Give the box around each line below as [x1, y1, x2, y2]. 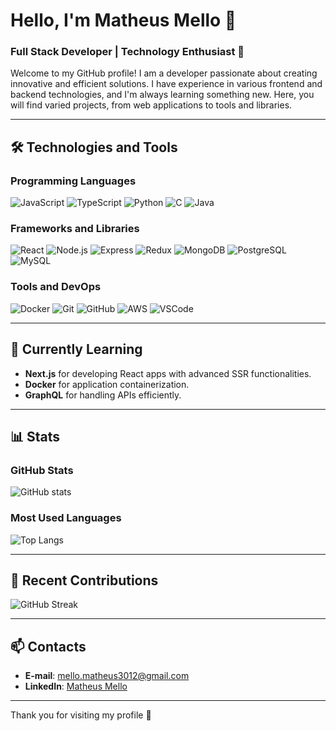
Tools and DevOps [10, 280, 102, 294]
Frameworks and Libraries [10, 222, 140, 236]
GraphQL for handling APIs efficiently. [24, 389, 182, 401]
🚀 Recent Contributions [10, 572, 159, 589]
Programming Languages [10, 174, 137, 188]
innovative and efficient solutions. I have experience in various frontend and [10, 78, 323, 90]
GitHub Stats [10, 463, 74, 477]
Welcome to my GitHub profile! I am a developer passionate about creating [10, 67, 318, 79]
